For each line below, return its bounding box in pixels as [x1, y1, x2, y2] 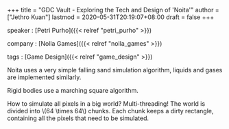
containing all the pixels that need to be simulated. [7, 114, 149, 122]
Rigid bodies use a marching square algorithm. [7, 87, 138, 94]
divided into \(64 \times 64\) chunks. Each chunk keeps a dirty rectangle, [7, 107, 214, 115]
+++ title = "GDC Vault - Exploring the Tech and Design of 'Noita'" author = [7, 6, 219, 14]
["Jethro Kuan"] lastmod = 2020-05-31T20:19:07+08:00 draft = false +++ [7, 13, 215, 21]
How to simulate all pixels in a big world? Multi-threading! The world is [7, 100, 206, 108]
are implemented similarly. [7, 73, 82, 81]
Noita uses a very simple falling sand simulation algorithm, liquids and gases [7, 66, 223, 74]
